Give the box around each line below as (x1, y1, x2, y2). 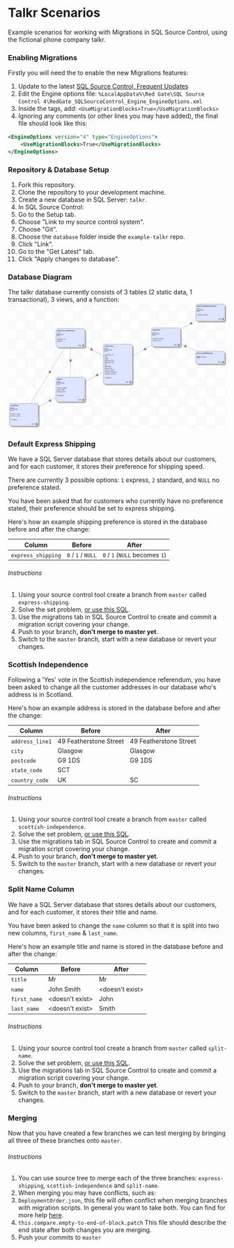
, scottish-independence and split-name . (43, 1181, 159, 1190)
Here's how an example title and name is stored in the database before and (8, 942, 224, 950)
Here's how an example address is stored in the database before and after (8, 703, 221, 712)
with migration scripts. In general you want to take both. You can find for (17, 1203, 226, 1212)
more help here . (17, 1211, 64, 1219)
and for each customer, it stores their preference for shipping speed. (8, 463, 205, 471)
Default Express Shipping (8, 439, 96, 449)
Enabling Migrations (8, 52, 77, 62)
